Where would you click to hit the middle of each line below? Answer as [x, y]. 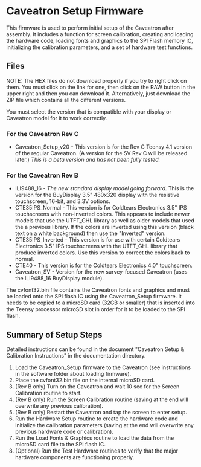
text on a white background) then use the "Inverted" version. [90, 233]
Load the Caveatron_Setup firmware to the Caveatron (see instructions [103, 367]
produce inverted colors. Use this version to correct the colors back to [102, 253]
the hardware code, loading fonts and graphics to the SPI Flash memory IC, [100, 40]
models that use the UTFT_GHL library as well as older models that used [105, 221]
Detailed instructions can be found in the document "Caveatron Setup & [95, 349]
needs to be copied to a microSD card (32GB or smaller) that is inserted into [101, 303]
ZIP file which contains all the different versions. [66, 100]
